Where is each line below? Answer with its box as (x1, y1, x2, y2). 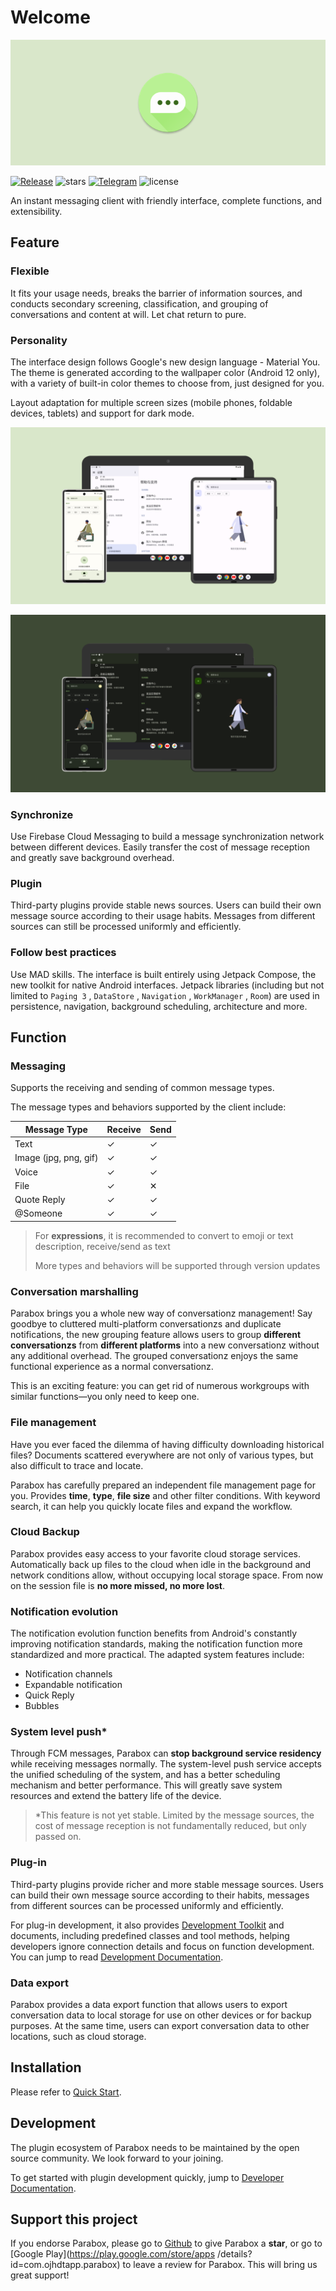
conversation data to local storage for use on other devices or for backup (10, 2009, 312, 2021)
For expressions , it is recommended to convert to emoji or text (34, 1229, 294, 1241)
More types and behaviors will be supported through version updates (34, 1259, 321, 1271)
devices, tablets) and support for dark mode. (10, 407, 195, 419)
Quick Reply (24, 1689, 75, 1701)
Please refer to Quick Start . (10, 2086, 122, 2098)
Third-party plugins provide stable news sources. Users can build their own (10, 899, 322, 911)
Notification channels (24, 1668, 113, 1680)
